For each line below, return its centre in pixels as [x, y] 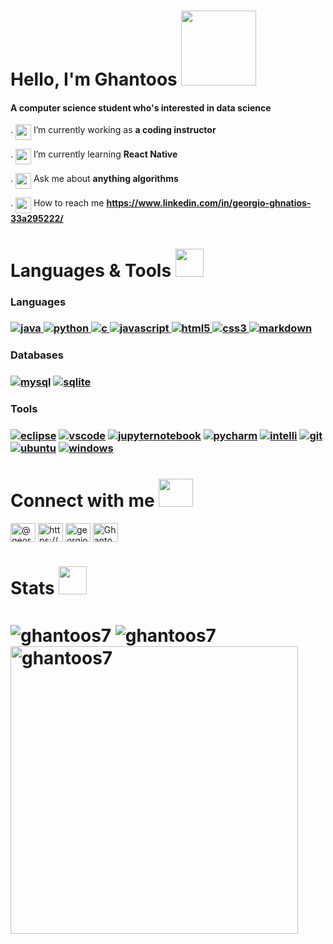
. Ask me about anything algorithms [94, 179]
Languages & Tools [91, 270]
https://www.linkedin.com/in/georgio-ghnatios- [209, 203]
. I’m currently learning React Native [94, 154]
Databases [37, 355]
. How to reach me [57, 203]
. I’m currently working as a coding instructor [113, 130]
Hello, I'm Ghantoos [94, 79]
